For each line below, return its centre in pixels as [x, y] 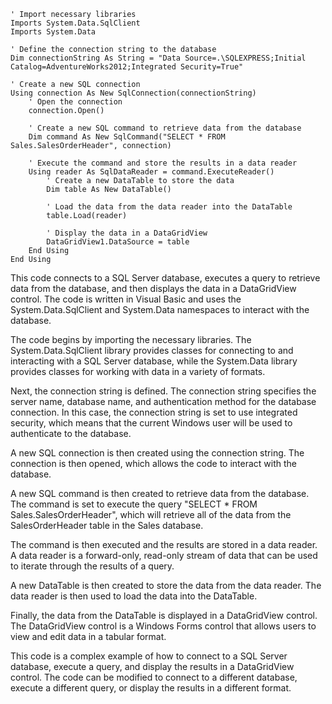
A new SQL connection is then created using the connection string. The [157, 453]
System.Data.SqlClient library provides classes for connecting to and [152, 350]
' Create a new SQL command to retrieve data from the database [165, 128]
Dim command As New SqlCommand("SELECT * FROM [127, 137]
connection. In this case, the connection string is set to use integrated [154, 412]
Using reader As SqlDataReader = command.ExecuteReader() [151, 172]
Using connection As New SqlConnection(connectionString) [133, 93]
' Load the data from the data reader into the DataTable [169, 207]
